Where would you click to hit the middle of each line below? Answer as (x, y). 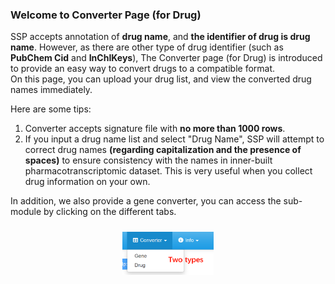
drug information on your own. (87, 182)
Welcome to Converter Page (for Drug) (106, 15)
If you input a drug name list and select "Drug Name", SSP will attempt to (174, 139)
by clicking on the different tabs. (110, 212)
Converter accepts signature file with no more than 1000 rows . (155, 129)
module (26, 212)
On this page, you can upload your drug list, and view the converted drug (161, 79)
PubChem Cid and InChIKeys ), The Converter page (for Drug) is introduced (166, 58)
